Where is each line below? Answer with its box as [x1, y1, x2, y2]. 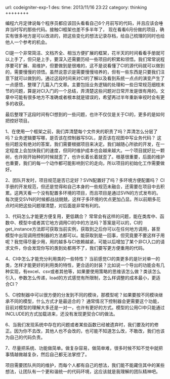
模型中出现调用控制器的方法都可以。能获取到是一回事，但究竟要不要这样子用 [5, 233, 165, 238]
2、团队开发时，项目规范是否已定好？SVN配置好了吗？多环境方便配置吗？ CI [5, 177, 165, 183]
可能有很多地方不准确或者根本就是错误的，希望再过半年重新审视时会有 [14, 94, 160, 100]
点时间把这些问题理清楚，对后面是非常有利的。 [5, 203, 103, 208]
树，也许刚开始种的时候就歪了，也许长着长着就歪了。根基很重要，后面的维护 [5, 154, 165, 160]
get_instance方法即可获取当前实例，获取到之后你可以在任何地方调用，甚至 [5, 226, 161, 232]
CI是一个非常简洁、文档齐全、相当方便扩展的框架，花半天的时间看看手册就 [5, 50, 160, 56]
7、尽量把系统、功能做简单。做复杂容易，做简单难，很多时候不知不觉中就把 [5, 345, 163, 351]
